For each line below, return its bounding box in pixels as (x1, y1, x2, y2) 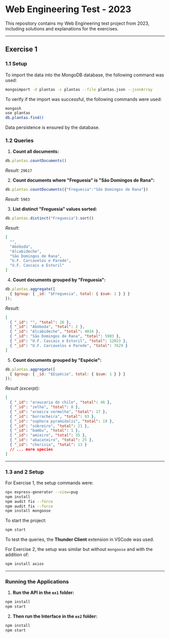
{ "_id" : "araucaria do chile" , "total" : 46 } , (10, 400, 112, 405)
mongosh (5, 106, 22, 111)
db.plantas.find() (5, 115, 44, 120)
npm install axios (5, 562, 44, 567)
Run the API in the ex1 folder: (12, 589, 74, 596)
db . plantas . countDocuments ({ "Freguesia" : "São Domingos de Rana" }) (5, 187, 148, 192)
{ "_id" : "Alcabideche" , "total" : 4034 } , (10, 329, 101, 334)
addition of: (5, 551, 29, 558)
